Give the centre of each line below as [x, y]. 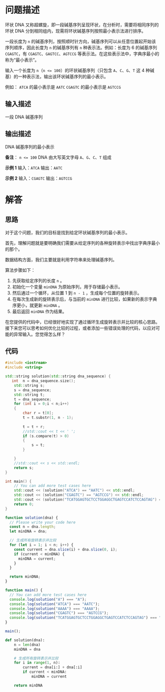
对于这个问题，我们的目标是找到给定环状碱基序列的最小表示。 [68, 232]
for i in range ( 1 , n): [37, 663]
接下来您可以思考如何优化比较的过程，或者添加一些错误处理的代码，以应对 [80, 328]
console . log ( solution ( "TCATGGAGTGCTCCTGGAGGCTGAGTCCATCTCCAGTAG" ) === [83, 618]
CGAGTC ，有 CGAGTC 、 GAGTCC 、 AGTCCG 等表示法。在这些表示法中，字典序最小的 [82, 54]
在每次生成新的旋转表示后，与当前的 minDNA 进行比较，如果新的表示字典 [84, 299]
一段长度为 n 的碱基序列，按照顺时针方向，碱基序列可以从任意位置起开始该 [81, 41]
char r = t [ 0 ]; [38, 413]
